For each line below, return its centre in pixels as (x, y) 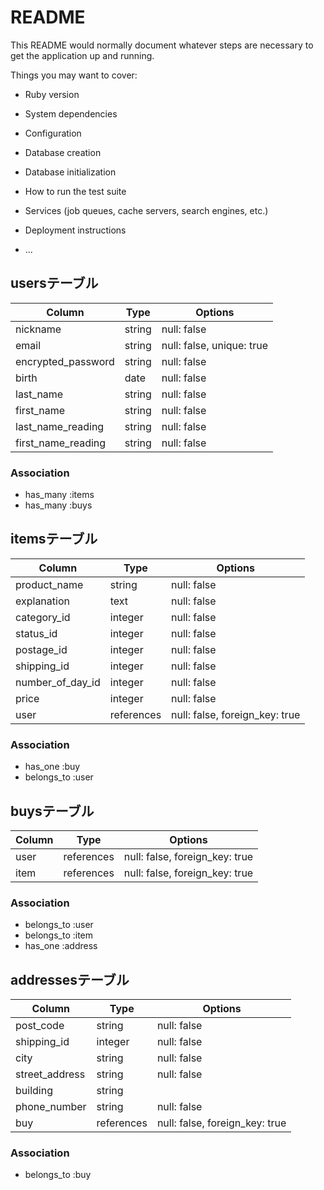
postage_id (41, 649)
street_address (50, 1074)
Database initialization (70, 172)
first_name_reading (61, 443)
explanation (42, 601)
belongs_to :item (59, 935)
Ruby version (52, 94)
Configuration (53, 133)
